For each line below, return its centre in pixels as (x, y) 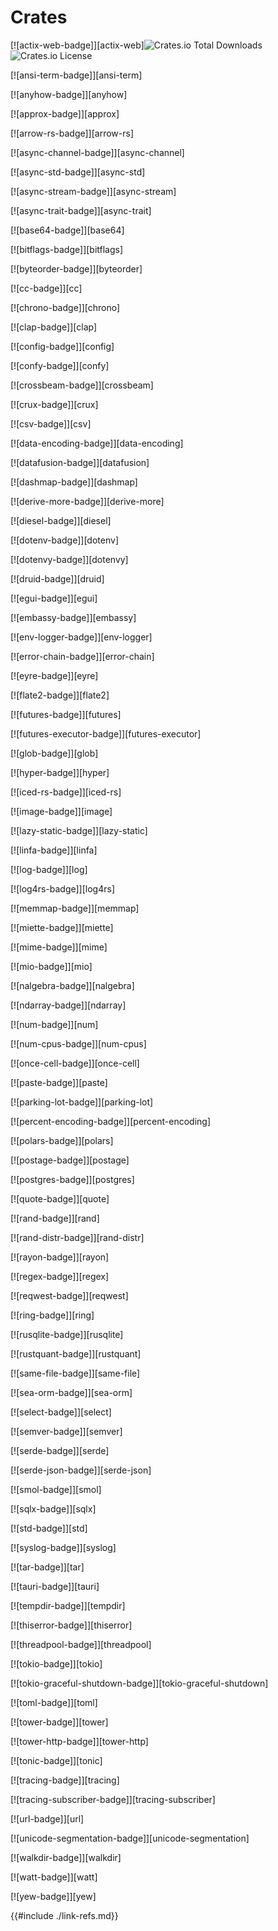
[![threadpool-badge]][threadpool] (81, 1644)
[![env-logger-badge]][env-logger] (81, 637)
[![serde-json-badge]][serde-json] (81, 1470)
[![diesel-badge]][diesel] (61, 520)
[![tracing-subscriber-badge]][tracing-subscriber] (113, 1799)
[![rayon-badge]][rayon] (60, 1257)
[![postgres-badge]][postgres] (72, 1179)
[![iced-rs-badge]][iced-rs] (66, 792)
